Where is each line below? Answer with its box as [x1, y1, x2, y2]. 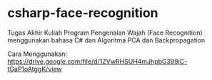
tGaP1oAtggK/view [7, 64, 62, 73]
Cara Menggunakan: [7, 50, 68, 58]
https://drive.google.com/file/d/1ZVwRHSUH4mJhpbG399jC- [7, 57, 188, 65]
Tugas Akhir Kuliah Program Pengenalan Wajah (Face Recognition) [7, 28, 203, 37]
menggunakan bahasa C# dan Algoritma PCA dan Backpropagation [7, 35, 206, 44]
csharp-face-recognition [7, 5, 158, 21]
